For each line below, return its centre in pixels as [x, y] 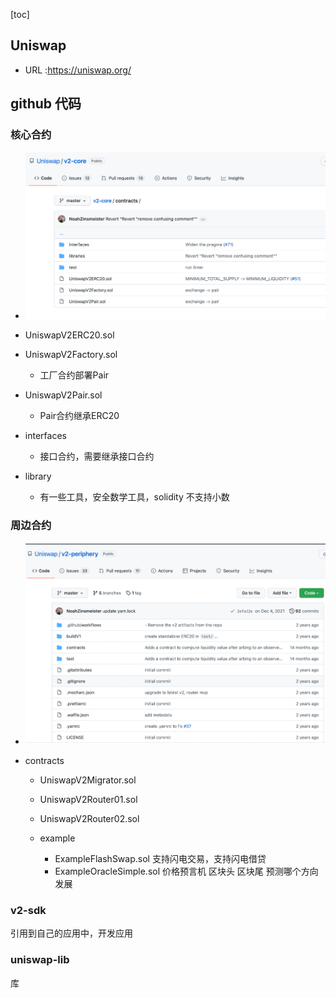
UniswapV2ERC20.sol [69, 335]
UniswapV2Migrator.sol [88, 780]
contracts [44, 761]
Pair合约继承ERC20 [79, 415]
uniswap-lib [40, 960]
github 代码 [46, 104]
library [38, 476]
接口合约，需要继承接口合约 [97, 456]
